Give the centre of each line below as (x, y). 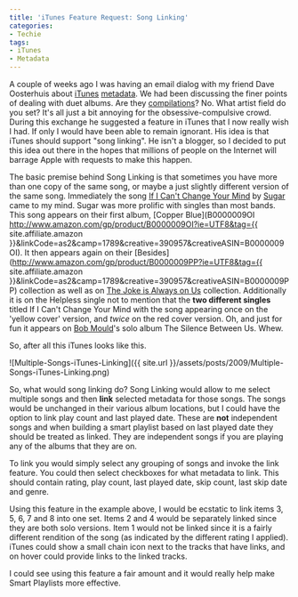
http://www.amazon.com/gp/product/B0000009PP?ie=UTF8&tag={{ (137, 262)
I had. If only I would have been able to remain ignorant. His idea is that (139, 131)
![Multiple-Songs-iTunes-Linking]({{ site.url (89, 363)
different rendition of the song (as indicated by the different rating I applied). (149, 537)
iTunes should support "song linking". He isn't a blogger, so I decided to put (148, 141)
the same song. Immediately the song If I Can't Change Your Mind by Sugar (148, 196)
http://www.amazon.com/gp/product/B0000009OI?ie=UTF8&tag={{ (134, 224)
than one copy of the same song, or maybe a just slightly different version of (149, 186)
